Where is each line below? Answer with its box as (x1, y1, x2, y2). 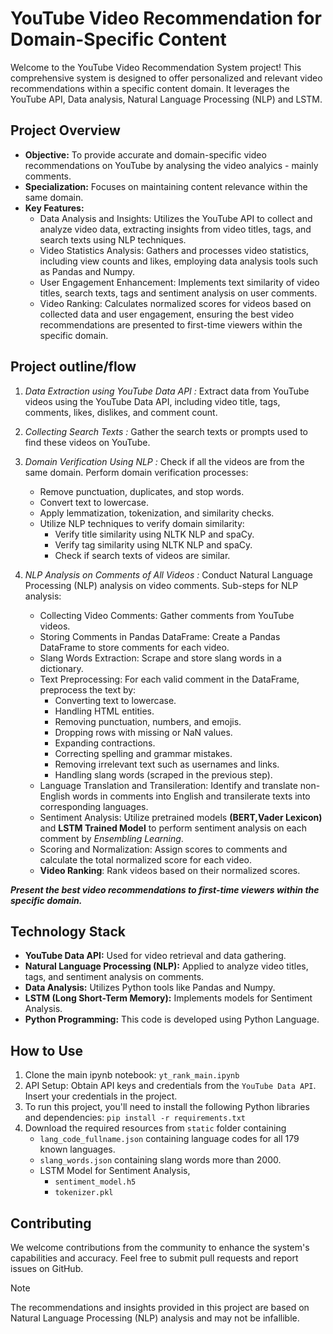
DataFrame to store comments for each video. (39, 641, 230, 653)
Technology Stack (10, 923, 126, 940)
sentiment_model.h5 (54, 1177, 137, 1187)
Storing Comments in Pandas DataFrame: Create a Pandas (39, 630, 281, 642)
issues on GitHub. (10, 1263, 84, 1274)
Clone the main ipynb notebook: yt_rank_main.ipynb (24, 1069, 240, 1081)
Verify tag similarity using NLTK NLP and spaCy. (54, 538, 253, 551)
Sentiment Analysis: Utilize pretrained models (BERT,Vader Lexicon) (39, 811, 323, 823)
